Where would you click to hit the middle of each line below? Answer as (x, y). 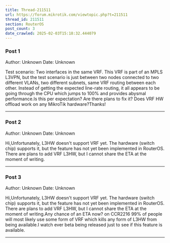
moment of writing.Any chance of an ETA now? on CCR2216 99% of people (84, 214)
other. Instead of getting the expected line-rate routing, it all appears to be (82, 88)
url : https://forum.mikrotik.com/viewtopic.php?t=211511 (67, 15)
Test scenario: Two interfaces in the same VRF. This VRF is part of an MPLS (84, 72)
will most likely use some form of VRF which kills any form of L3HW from (81, 219)
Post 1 (13, 51)
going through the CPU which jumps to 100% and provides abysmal (76, 94)
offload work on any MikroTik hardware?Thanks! (56, 104)
